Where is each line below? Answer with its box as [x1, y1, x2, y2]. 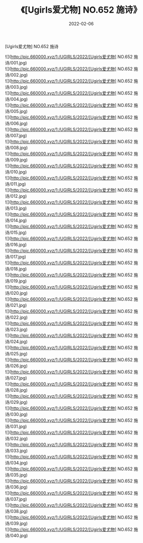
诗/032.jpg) [5, 435, 28, 441]
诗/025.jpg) [5, 351, 28, 356]
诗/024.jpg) [5, 338, 28, 344]
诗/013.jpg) [5, 205, 27, 211]
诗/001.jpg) [5, 60, 28, 65]
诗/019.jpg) [5, 278, 27, 284]
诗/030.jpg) [5, 411, 28, 417]
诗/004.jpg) [5, 96, 28, 102]
